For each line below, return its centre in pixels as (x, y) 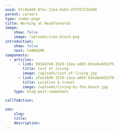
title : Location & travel (49, 82)
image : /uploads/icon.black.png (47, 37)
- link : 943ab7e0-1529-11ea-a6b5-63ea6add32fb (66, 64)
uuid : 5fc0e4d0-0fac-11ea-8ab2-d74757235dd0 (51, 10)
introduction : (20, 42)
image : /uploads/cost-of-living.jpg (60, 73)
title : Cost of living (46, 69)
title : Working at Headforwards (38, 23)
